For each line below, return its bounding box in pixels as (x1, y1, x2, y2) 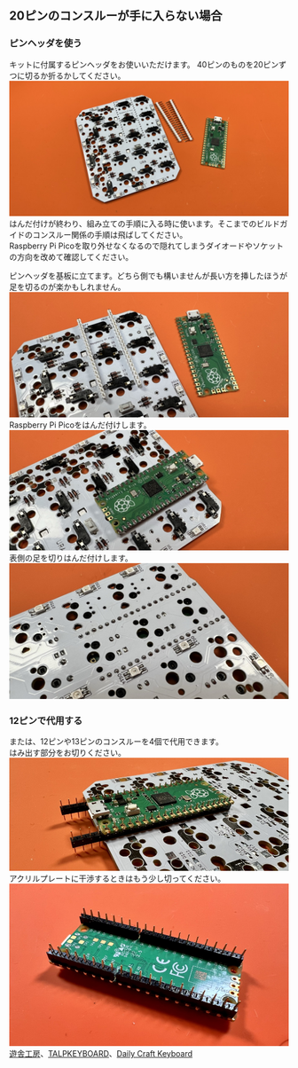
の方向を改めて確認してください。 (9, 251, 134, 262)
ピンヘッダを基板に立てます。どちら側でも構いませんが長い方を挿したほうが (9, 270, 288, 281)
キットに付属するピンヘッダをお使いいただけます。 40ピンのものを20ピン (9, 59, 279, 69)
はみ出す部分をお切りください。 (9, 748, 126, 758)
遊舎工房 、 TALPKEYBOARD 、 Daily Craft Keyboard (9, 1048, 193, 1059)
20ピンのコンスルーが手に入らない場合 (9, 8, 223, 24)
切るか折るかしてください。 (24, 70, 126, 81)
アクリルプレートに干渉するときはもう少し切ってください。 (9, 873, 226, 884)
